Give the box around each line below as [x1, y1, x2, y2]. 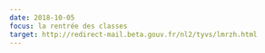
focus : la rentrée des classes [9, 22, 128, 31]
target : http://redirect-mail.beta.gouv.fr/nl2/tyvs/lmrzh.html [9, 30, 258, 39]
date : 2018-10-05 [9, 13, 75, 22]
